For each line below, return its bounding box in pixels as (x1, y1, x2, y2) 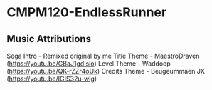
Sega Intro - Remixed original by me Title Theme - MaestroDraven (6, 51, 200, 60)
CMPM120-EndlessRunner (6, 4, 167, 21)
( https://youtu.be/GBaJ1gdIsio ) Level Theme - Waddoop (6, 59, 171, 68)
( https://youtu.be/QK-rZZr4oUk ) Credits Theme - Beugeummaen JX (6, 67, 206, 75)
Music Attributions (6, 33, 92, 45)
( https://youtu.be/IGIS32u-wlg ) (6, 74, 97, 83)
